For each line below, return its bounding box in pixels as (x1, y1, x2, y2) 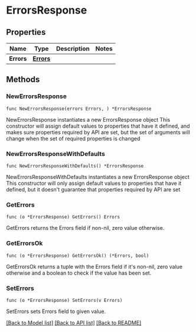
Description (55, 45, 90, 53)
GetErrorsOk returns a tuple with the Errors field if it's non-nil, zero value (6, 263, 183, 270)
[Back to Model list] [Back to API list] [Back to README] (6, 319, 142, 326)
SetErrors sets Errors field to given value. (6, 308, 106, 315)
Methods (6, 74, 40, 84)
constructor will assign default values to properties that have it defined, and (6, 122, 190, 129)
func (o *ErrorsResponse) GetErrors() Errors (6, 214, 120, 220)
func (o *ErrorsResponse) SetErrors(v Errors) (6, 297, 123, 303)
